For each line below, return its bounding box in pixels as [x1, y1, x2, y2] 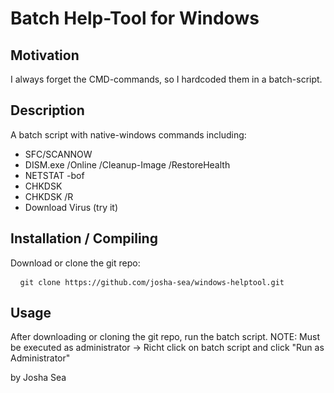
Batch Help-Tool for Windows [10, 7, 260, 30]
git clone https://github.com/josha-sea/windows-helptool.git [19, 277, 285, 287]
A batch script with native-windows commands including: [10, 128, 247, 141]
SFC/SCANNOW [24, 148, 93, 160]
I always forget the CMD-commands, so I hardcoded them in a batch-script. [10, 73, 323, 85]
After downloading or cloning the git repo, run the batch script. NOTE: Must [10, 331, 320, 343]
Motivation [10, 47, 80, 64]
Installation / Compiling [10, 230, 158, 247]
